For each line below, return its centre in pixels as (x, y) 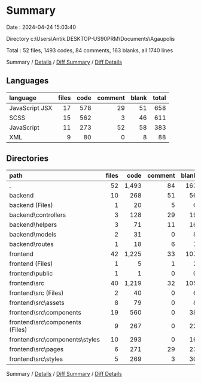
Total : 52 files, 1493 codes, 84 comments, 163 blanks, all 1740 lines (90, 50)
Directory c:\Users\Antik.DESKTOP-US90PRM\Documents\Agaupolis (91, 38)
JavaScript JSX (31, 107)
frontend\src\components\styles (55, 339)
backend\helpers (33, 225)
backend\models (33, 234)
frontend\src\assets (37, 303)
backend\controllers (38, 215)
